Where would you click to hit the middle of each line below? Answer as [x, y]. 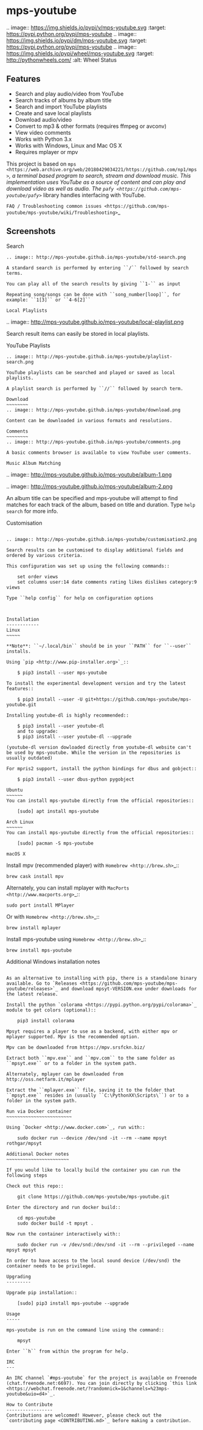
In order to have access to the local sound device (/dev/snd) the [94, 1261]
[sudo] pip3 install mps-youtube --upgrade [73, 1303]
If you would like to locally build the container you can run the [94, 1170]
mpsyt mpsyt [21, 1250]
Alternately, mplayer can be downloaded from [65, 1074]
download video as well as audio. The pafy [60, 188]
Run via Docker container [39, 1111]
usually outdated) [29, 758]
